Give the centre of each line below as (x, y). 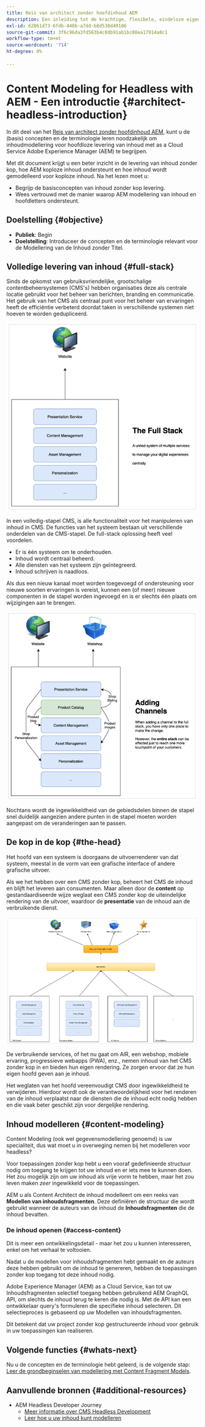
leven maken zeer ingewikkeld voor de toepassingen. (73, 1183)
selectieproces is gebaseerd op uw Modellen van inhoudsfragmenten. (94, 1312)
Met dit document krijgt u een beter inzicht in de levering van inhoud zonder (102, 163)
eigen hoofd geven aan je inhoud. (48, 1074)
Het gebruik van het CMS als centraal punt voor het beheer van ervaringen (100, 301)
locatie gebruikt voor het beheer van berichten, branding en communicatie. (101, 294)
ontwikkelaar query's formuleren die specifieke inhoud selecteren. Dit (94, 1306)
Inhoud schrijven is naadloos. (52, 572)
